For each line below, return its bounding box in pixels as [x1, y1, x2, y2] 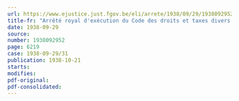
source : [7, 30, 31, 38]
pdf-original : [7, 76, 50, 84]
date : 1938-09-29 [7, 23, 59, 31]
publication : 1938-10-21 [7, 57, 81, 64]
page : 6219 [7, 43, 40, 51]
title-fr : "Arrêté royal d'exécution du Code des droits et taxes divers [7, 17, 231, 24]
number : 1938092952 [7, 37, 65, 44]
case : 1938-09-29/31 [7, 51, 69, 58]
